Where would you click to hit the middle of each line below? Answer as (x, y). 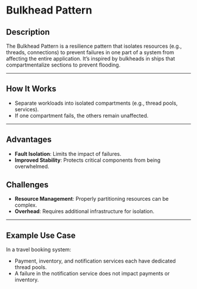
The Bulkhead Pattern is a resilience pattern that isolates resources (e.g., (94, 46)
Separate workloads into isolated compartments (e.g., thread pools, (96, 103)
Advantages (29, 140)
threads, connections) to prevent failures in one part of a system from (90, 52)
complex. (26, 205)
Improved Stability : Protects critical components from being (87, 160)
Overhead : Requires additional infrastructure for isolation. (84, 211)
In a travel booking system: (39, 250)
